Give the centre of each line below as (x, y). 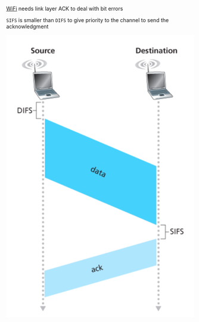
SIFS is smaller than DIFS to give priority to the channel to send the (88, 20)
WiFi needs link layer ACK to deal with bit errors (65, 9)
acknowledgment (27, 27)
